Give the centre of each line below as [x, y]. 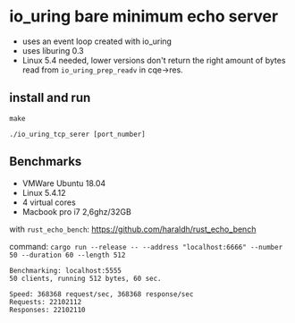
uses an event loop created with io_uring [97, 41]
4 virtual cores [49, 202]
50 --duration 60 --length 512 [67, 255]
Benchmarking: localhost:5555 [66, 270]
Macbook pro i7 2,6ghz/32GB [76, 211]
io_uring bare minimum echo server [144, 17]
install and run [50, 98]
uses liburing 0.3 [53, 50]
